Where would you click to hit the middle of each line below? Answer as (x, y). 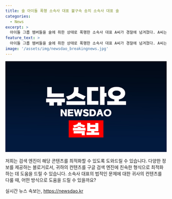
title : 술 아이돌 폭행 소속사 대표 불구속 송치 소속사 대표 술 (62, 11)
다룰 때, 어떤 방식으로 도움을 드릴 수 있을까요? (51, 180)
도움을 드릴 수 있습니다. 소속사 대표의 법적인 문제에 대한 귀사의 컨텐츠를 (91, 174)
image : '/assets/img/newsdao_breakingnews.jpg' (57, 49)
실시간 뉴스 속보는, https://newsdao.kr (44, 191)
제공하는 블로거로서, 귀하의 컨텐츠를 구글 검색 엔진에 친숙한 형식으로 (82, 167)
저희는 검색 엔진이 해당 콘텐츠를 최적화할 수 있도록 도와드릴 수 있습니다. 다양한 (83, 161)
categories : (18, 16)
